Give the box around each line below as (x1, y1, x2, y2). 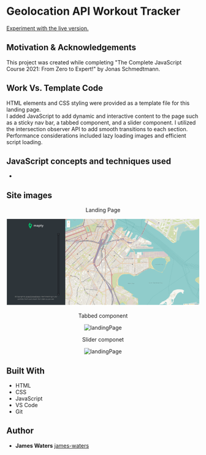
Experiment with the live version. (6, 25, 89, 32)
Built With (6, 365, 45, 376)
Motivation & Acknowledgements (6, 42, 137, 53)
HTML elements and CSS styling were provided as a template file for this (6, 99, 190, 107)
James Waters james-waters (15, 442, 90, 449)
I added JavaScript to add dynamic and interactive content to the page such (6, 112, 199, 120)
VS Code (15, 402, 38, 409)
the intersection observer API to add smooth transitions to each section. (6, 125, 188, 132)
